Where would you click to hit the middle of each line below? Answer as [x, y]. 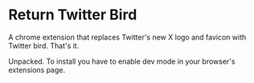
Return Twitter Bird [73, 15]
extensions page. [37, 69]
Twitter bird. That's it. [44, 45]
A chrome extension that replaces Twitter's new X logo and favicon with [127, 37]
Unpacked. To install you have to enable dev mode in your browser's [122, 61]
